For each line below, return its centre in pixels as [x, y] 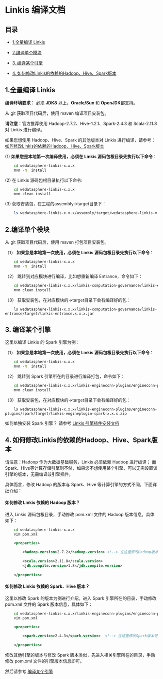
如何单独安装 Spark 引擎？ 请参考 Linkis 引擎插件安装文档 [62, 423]
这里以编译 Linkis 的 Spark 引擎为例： [42, 342]
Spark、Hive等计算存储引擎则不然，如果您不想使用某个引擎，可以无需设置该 [81, 468]
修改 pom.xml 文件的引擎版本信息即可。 [45, 661]
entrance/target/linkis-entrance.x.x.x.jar [50, 313]
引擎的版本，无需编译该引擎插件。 [39, 474]
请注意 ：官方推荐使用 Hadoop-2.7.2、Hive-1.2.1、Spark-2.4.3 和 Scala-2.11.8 [81, 123]
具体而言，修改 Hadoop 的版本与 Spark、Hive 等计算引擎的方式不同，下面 [79, 484]
